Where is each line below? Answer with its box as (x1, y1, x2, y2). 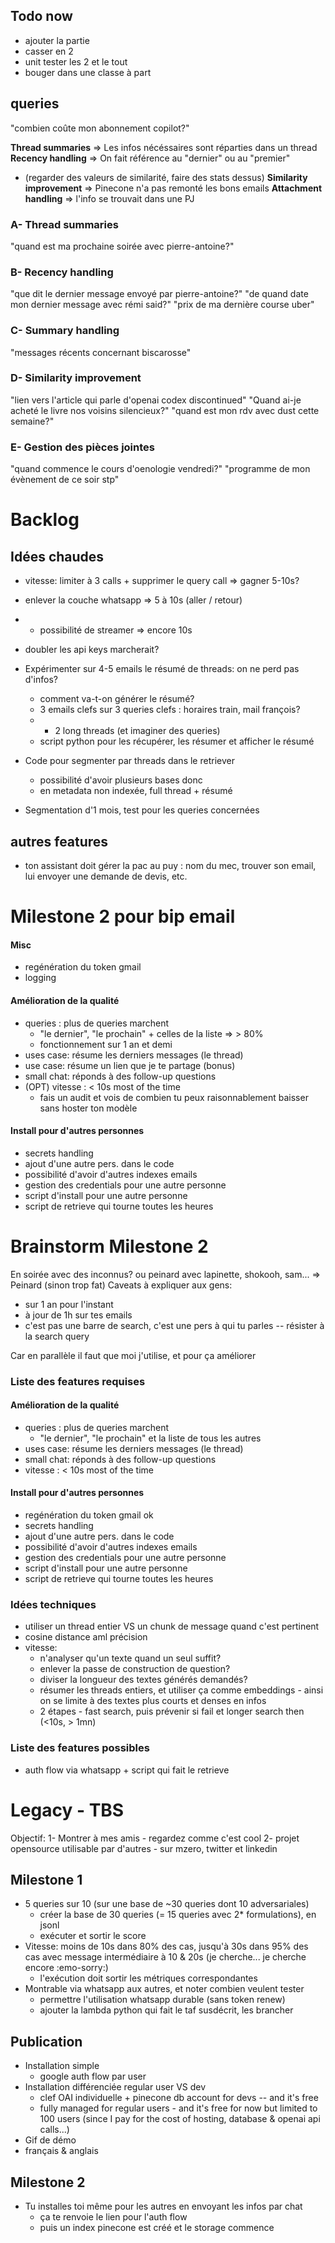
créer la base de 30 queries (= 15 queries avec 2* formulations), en (39, 1909, 317, 1921)
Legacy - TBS (10, 1799, 125, 1821)
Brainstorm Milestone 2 (10, 1235, 209, 1258)
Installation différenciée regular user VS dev (24, 2081, 207, 2093)
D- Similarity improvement (10, 371, 142, 385)
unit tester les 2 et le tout (24, 55, 128, 68)
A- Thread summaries (10, 217, 119, 231)
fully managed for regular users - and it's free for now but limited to (39, 2102, 318, 2114)
